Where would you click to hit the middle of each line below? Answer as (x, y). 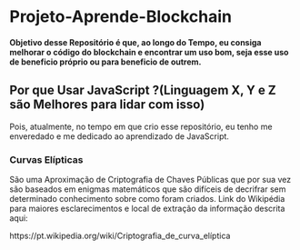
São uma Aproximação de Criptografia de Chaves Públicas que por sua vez (150, 179)
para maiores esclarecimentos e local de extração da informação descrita (147, 208)
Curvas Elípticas (46, 159)
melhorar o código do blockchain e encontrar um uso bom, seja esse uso (149, 52)
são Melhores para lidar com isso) (107, 105)
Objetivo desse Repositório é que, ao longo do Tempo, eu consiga (135, 42)
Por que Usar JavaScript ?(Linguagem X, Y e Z (143, 90)
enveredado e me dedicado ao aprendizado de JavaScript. (120, 136)
